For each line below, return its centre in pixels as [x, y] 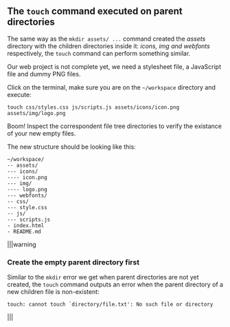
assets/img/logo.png [37, 113]
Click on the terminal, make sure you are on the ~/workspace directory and [112, 87]
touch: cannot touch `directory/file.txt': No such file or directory [110, 305]
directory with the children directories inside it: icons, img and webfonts [109, 46]
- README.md [24, 231]
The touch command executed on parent [95, 11]
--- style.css [27, 207]
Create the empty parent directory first [73, 262]
